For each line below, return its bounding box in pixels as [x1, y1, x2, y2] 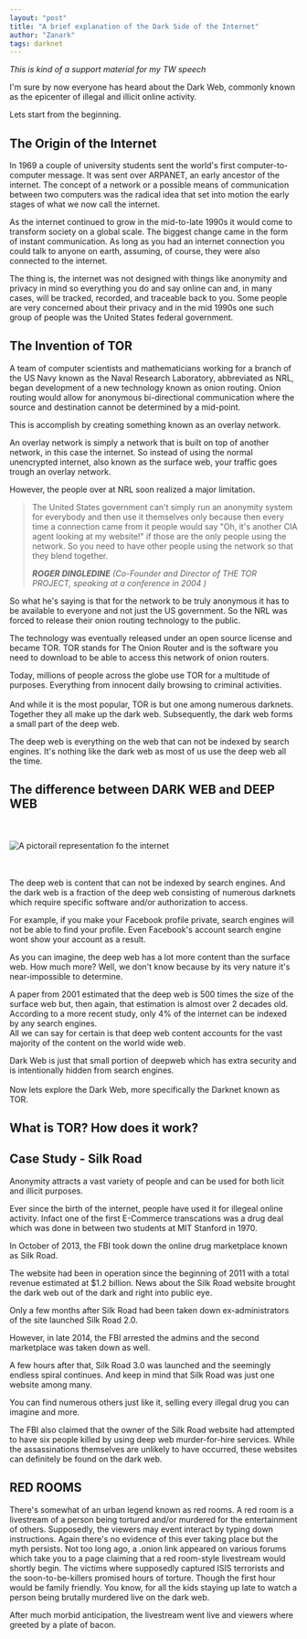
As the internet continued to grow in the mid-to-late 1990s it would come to [9, 217, 293, 228]
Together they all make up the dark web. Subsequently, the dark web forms [9, 708, 293, 719]
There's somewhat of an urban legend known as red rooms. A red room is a [9, 1504, 294, 1515]
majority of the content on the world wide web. [9, 1037, 185, 1048]
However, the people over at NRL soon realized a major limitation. [9, 484, 256, 495]
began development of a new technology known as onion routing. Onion [9, 381, 281, 393]
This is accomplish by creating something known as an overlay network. [9, 419, 281, 430]
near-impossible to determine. [9, 970, 123, 981]
